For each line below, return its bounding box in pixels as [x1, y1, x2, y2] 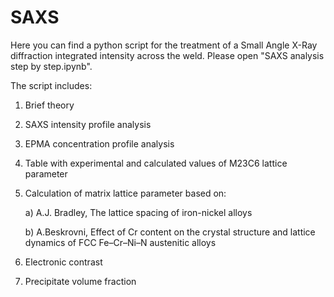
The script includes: [10, 79, 93, 91]
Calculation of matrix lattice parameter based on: [24, 187, 227, 199]
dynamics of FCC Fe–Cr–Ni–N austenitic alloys [24, 236, 217, 248]
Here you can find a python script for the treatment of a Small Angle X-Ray [10, 39, 318, 51]
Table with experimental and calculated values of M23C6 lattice [24, 157, 288, 169]
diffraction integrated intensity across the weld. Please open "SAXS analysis [10, 49, 325, 61]
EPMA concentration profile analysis [24, 137, 175, 150]
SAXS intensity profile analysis [24, 118, 152, 130]
